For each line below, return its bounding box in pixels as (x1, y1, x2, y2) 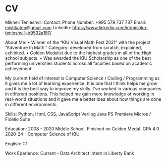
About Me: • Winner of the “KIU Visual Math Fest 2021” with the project (5, 39, 151, 45)
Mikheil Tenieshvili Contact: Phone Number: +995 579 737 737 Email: (5, 19, 146, 25)
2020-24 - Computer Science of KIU (5, 131, 80, 137)
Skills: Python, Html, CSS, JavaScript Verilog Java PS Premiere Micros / (5, 111, 151, 117)
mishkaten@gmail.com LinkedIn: (5, 24, 72, 30)
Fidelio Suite (5, 116, 31, 122)
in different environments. (5, 101, 58, 107)
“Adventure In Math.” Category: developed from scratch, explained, (5, 44, 142, 50)
